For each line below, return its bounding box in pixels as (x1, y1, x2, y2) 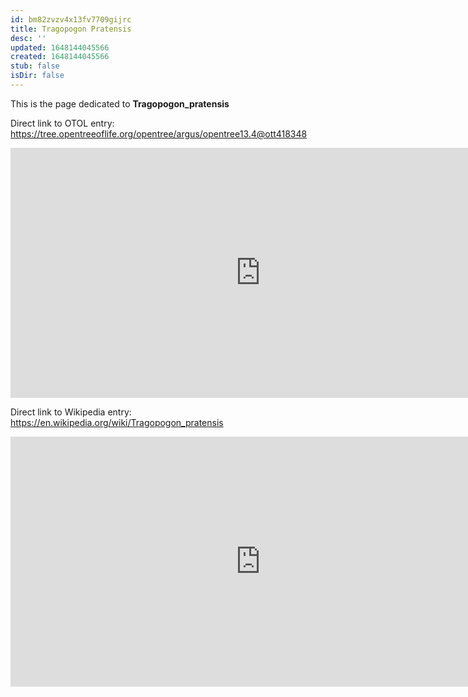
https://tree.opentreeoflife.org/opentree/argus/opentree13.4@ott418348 (10, 127, 308, 140)
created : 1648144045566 (10, 52, 110, 62)
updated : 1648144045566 (10, 42, 110, 53)
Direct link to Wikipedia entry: (10, 406, 132, 418)
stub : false (10, 61, 60, 71)
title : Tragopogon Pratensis (10, 24, 132, 34)
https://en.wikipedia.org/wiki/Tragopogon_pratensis (10, 416, 224, 428)
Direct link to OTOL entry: (10, 117, 115, 129)
